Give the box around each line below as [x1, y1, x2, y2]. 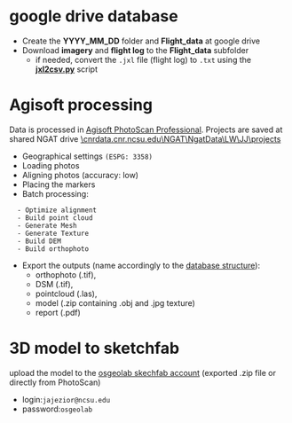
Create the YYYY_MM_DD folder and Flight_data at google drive [21, 35, 260, 46]
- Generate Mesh [17, 221, 77, 230]
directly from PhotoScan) [9, 377, 101, 388]
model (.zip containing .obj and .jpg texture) [35, 297, 195, 308]
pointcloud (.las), [35, 288, 98, 299]
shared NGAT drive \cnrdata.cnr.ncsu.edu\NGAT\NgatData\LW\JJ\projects [9, 133, 281, 144]
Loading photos [21, 160, 80, 170]
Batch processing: [21, 188, 89, 199]
